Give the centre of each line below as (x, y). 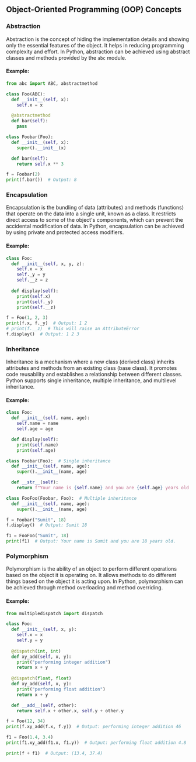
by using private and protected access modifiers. (65, 232)
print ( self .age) (36, 450)
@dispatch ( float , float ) (41, 678)
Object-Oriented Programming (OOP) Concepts (94, 10)
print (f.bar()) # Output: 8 (41, 180)
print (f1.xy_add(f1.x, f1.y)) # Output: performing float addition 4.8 (96, 743)
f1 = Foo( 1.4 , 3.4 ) (30, 737)
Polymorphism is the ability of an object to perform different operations (91, 569)
